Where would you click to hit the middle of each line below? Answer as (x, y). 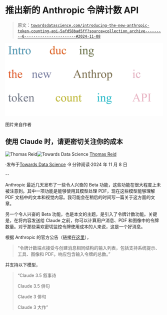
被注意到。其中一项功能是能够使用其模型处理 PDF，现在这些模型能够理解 (80, 191)
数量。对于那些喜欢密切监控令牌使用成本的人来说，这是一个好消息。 (75, 226)
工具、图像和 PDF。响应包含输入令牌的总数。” (64, 254)
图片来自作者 (18, 124)
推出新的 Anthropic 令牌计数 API (72, 10)
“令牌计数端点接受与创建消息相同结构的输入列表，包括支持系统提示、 (88, 247)
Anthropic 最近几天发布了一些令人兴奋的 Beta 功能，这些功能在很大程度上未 (83, 184)
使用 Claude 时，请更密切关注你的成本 (64, 142)
